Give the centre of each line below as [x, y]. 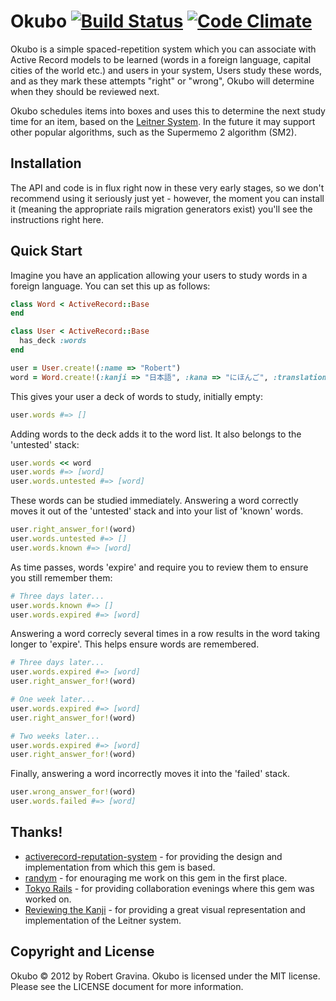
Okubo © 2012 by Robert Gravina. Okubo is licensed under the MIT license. [165, 976]
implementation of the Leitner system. [103, 920]
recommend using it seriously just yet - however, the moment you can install [167, 198]
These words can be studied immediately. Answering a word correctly [154, 501]
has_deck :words [53, 341]
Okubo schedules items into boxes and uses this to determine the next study [168, 111]
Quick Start [46, 251]
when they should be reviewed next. [85, 91]
